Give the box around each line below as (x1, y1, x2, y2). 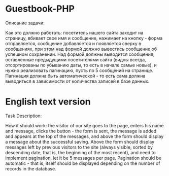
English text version (5, 96, 91, 108)
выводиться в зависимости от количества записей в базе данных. (5, 78, 150, 84)
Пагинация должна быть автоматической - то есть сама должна (5, 73, 146, 79)
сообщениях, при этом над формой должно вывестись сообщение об (5, 46, 157, 52)
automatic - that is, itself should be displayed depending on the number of (5, 160, 160, 166)
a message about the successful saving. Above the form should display (5, 138, 155, 145)
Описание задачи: (5, 20, 45, 26)
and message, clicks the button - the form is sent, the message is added (5, 128, 157, 134)
